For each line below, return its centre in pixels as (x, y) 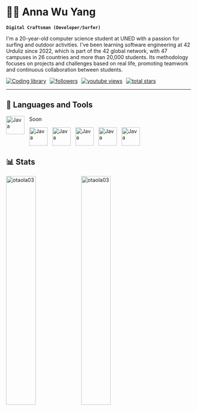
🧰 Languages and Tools (50, 105)
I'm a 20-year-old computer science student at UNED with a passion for (93, 38)
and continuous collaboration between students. (64, 69)
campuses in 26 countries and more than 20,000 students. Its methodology (97, 57)
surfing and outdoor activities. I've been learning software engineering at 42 (98, 45)
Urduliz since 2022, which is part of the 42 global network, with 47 (87, 51)
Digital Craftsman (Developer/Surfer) (53, 28)
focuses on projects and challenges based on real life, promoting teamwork (97, 63)
